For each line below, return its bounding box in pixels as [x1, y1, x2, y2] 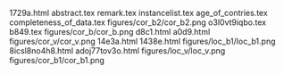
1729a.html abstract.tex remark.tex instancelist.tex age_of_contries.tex [9, 8, 268, 18]
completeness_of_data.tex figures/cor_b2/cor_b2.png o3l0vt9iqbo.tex [9, 17, 266, 28]
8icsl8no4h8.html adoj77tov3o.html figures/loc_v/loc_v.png [9, 45, 226, 56]
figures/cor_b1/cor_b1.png [9, 55, 105, 65]
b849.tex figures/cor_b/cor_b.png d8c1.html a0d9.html [9, 27, 211, 37]
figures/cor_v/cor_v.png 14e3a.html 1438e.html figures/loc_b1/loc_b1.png [9, 36, 276, 46]
